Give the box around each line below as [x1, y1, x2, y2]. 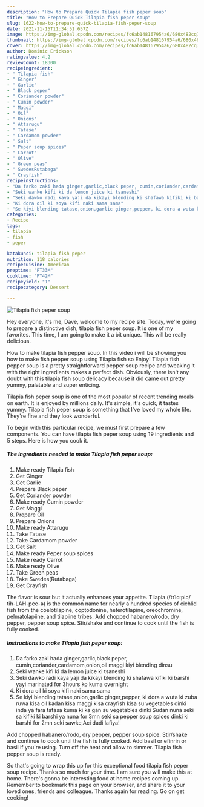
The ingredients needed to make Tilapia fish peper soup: [7, 450, 153, 458]
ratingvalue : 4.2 [7, 54, 51, 60]
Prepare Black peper [15, 485, 67, 492]
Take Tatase [15, 530, 47, 538]
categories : [7, 211, 37, 218]
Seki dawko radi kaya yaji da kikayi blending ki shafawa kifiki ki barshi [15, 674, 190, 681]
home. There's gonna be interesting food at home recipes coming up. [7, 774, 180, 782]
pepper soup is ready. [7, 750, 62, 757]
